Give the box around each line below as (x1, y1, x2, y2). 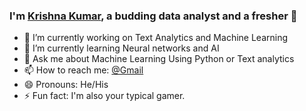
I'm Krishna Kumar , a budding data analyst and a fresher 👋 (9, 9, 298, 23)
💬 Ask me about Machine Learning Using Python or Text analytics (23, 53, 295, 65)
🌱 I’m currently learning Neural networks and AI (23, 42, 220, 54)
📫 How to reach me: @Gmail (23, 64, 144, 76)
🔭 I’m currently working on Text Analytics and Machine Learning (23, 32, 288, 44)
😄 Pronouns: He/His (23, 79, 109, 91)
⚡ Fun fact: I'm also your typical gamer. (23, 90, 186, 102)
